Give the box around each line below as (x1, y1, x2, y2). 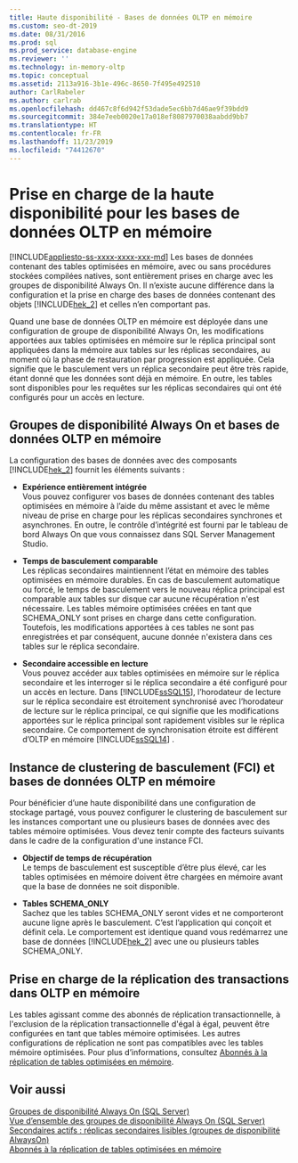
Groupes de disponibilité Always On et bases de (9, 417, 280, 432)
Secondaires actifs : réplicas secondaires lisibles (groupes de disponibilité (9, 1125, 280, 1135)
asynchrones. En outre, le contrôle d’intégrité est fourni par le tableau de (21, 520, 289, 530)
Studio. (21, 538, 49, 549)
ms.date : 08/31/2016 (9, 29, 86, 38)
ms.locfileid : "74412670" (9, 145, 105, 154)
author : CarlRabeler (9, 87, 86, 96)
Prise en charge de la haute (9, 184, 215, 204)
